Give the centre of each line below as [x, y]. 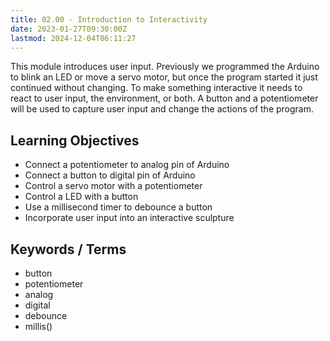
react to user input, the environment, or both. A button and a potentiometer [164, 98]
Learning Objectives [75, 140]
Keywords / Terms [68, 249]
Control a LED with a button [81, 197]
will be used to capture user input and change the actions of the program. [162, 109]
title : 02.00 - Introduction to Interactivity [109, 19]
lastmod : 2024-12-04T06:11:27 [73, 38]
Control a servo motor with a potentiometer [113, 186]
